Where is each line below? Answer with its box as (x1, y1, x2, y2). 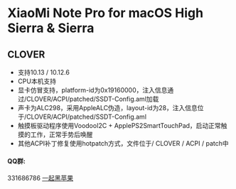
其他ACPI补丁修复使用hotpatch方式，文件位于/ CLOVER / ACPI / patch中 (17, 139, 229, 147)
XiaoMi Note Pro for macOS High (7, 5, 204, 21)
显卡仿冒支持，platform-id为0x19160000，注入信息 (17, 86, 168, 94)
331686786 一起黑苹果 (7, 174, 74, 183)
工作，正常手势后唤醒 (30, 130, 93, 139)
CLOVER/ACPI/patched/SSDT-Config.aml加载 (26, 94, 159, 103)
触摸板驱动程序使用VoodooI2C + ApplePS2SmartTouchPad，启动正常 (17, 121, 222, 129)
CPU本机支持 (17, 77, 57, 85)
